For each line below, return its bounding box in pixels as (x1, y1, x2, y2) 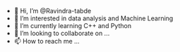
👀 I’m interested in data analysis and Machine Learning (13, 14, 174, 22)
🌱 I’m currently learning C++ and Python (13, 22, 132, 30)
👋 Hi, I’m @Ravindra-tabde (13, 7, 92, 15)
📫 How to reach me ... (13, 37, 80, 45)
